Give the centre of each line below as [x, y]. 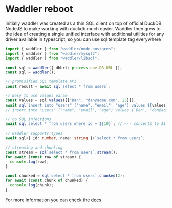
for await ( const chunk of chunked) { [47, 181]
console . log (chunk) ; [32, 185]
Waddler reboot [39, 9]
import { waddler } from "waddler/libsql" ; [52, 58]
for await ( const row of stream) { [43, 157]
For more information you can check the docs [53, 200]
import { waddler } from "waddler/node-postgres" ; [60, 49]
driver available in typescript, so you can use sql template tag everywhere [83, 39]
